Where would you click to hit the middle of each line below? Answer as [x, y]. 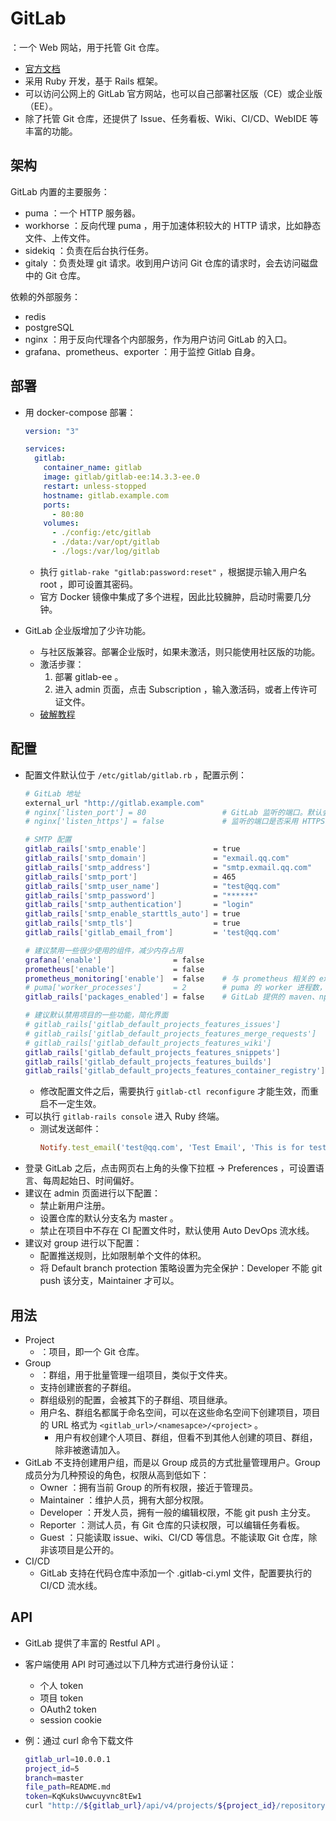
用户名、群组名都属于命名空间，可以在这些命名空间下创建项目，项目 [180, 1412]
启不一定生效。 [70, 1104]
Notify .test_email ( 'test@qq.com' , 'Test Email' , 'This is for [172, 1148]
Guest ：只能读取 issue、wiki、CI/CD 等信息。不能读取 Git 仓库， [174, 1537]
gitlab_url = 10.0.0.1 [67, 1759]
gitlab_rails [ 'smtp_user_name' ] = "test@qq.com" [152, 886]
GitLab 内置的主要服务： [60, 191]
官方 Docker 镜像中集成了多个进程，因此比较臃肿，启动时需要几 [171, 596]
